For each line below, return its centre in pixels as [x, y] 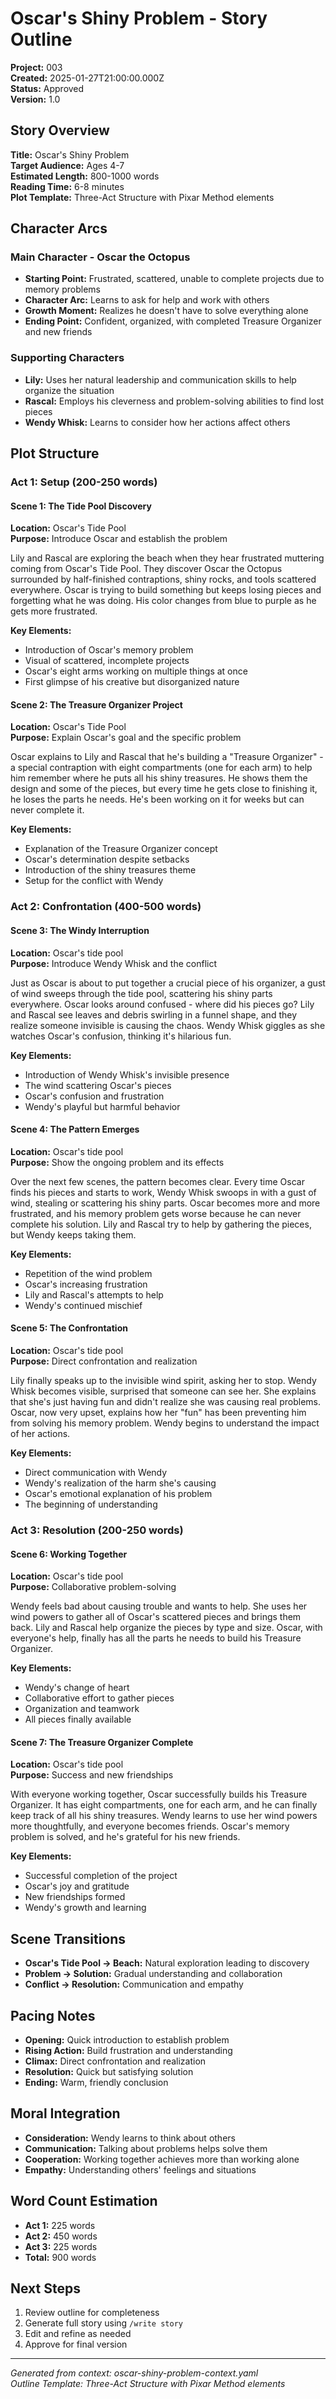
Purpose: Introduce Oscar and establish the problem [119, 539]
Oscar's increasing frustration [86, 1284]
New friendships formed [75, 1897]
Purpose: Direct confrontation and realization [104, 1361]
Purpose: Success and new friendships [92, 1775]
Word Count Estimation [84, 2201]
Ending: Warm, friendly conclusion [96, 2082]
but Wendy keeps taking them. [73, 1234]
